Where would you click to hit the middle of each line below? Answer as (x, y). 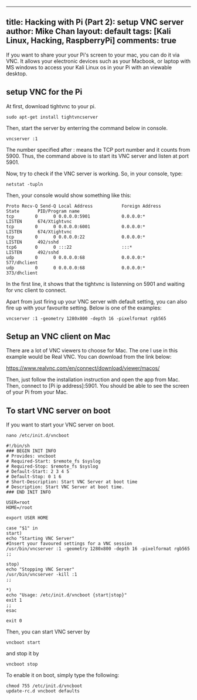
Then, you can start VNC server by (48, 632)
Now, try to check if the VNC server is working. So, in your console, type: (94, 174)
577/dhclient (22, 262)
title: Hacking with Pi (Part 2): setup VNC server (95, 22)
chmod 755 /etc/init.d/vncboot (44, 686)
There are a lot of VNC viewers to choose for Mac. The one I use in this (92, 351)
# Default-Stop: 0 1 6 (34, 477)
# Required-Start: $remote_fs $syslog (53, 461)
